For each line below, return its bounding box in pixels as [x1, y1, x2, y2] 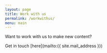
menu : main [5, 20, 27, 26]
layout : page [5, 7, 31, 12]
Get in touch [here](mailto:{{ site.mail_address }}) [5, 43, 103, 49]
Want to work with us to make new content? [5, 34, 92, 40]
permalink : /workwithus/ [5, 16, 55, 21]
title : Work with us [5, 12, 47, 16]
